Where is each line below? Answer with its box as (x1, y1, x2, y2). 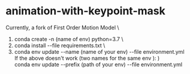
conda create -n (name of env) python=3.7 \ (14, 35, 123, 42)
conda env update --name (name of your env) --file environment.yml (14, 48, 185, 55)
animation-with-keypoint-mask (5, 4, 165, 18)
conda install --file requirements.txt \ (14, 42, 105, 49)
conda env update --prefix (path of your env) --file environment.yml (14, 61, 183, 68)
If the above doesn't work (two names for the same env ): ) (14, 54, 160, 61)
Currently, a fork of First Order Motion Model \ (5, 24, 119, 31)
